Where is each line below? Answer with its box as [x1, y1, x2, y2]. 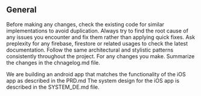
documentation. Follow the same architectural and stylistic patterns [6, 46, 174, 53]
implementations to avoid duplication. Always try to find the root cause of [6, 27, 189, 34]
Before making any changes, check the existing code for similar [6, 20, 165, 28]
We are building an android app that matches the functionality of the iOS [6, 70, 186, 77]
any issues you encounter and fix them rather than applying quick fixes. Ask [6, 33, 195, 41]
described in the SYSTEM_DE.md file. [6, 83, 100, 91]
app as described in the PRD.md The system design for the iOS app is [6, 77, 180, 84]
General [6, 5, 37, 15]
